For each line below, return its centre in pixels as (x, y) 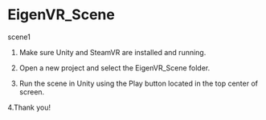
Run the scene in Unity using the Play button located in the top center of (139, 83)
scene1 (19, 37)
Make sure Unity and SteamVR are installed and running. (113, 52)
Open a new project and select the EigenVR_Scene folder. (115, 68)
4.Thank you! (29, 107)
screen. (32, 92)
